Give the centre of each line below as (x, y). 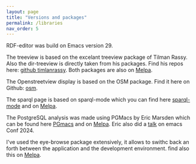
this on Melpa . (24, 155)
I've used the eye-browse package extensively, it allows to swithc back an (98, 142)
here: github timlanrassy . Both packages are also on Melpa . (79, 70)
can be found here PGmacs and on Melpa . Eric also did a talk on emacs (94, 124)
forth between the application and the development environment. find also (98, 148)
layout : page (22, 12)
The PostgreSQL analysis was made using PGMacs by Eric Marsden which (98, 118)
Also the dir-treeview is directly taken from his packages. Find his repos (95, 64)
